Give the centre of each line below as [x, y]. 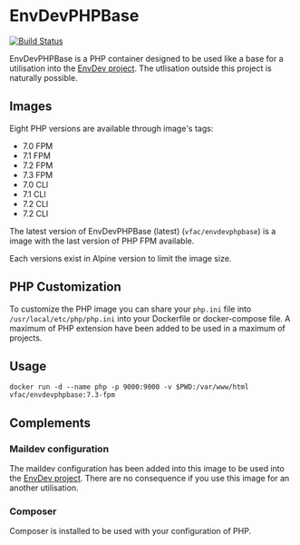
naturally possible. [44, 77]
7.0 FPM [38, 145]
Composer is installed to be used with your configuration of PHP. [131, 531]
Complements [50, 423]
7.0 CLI [35, 184]
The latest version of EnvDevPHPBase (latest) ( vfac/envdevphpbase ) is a [143, 231]
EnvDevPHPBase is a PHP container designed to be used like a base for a [146, 58]
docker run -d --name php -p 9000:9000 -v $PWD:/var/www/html [129, 387]
